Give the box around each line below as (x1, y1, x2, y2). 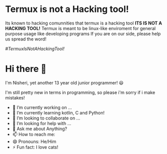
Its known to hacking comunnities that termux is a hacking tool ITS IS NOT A (5, 20, 162, 26)
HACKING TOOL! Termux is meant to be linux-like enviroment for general (5, 25, 156, 31)
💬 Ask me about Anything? (12, 125, 67, 131)
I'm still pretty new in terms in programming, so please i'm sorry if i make (5, 89, 155, 95)
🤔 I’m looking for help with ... (12, 120, 71, 126)
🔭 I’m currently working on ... (12, 104, 72, 110)
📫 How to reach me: (12, 131, 55, 137)
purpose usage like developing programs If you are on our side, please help (5, 30, 161, 36)
